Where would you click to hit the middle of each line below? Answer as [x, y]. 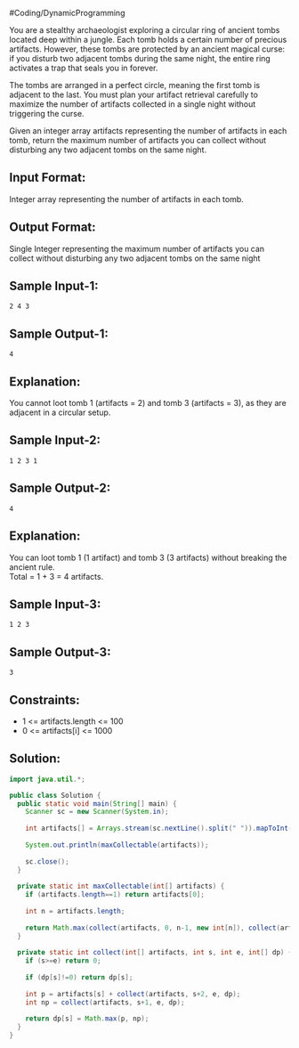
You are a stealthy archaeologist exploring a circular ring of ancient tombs [145, 30]
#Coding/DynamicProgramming [67, 13]
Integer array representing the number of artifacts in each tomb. [127, 199]
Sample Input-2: [55, 440]
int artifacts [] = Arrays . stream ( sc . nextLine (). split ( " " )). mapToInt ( [159, 829]
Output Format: [53, 227]
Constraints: [44, 699]
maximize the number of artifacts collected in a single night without [133, 104]
